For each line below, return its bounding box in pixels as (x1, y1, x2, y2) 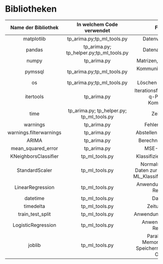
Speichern (135, 245, 160, 251)
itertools (25, 93, 44, 100)
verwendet (84, 27, 111, 34)
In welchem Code (77, 21, 118, 28)
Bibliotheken (5, 3, 57, 15)
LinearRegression (14, 184, 55, 190)
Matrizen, (136, 57, 159, 64)
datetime (24, 195, 45, 202)
